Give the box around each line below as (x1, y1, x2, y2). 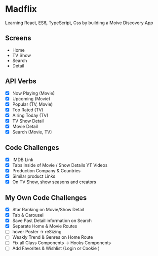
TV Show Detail (12, 118, 44, 124)
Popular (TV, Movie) (12, 101, 53, 107)
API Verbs (5, 77, 37, 86)
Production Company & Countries (12, 168, 80, 173)
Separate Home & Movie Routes (12, 223, 78, 229)
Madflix (5, 3, 37, 15)
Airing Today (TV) (12, 112, 48, 118)
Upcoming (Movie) (12, 96, 51, 101)
